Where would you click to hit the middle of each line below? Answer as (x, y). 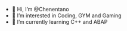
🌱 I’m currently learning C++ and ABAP (60, 22)
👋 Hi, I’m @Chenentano (41, 9)
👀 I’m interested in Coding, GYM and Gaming (66, 15)
